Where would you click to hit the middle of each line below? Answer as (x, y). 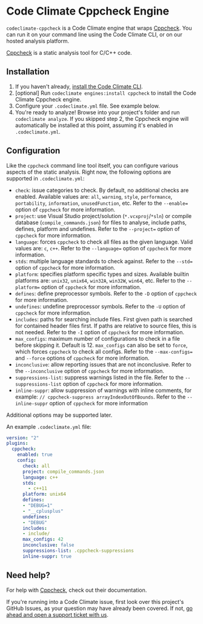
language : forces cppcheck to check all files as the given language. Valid (104, 242)
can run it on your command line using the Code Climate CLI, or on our (95, 34)
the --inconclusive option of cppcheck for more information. (90, 371)
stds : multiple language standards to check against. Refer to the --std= (104, 261)
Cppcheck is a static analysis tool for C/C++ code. (69, 52)
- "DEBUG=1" (37, 506)
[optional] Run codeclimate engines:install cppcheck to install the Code (106, 93)
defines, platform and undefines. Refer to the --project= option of (97, 228)
